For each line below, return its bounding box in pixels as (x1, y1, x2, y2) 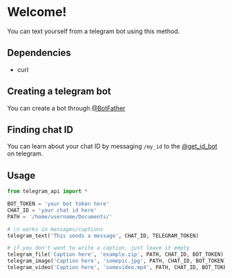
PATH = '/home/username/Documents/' (7, 213, 113, 220)
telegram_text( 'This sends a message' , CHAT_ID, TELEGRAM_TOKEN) (7, 232, 199, 239)
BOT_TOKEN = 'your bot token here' (7, 201, 110, 207)
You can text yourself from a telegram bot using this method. (7, 27, 180, 35)
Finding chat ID (7, 124, 74, 136)
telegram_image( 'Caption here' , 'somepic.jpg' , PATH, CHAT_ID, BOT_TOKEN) (7, 257, 227, 265)
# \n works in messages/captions (7, 225, 104, 232)
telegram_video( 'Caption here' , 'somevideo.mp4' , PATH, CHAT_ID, (7, 264, 199, 271)
